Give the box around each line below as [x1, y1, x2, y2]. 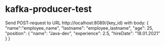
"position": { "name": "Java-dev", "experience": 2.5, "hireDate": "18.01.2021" [5, 30, 160, 36]
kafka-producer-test [5, 3, 92, 15]
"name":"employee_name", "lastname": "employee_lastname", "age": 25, [5, 25, 154, 31]
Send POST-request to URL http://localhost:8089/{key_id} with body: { [5, 20, 149, 26]
